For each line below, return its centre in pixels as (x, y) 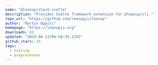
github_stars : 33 (23, 42)
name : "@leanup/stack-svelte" (36, 10)
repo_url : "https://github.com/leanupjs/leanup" (56, 19)
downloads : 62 (20, 32)
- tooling (20, 50)
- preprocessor (25, 55)
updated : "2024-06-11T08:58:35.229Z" (44, 37)
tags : (11, 46)
